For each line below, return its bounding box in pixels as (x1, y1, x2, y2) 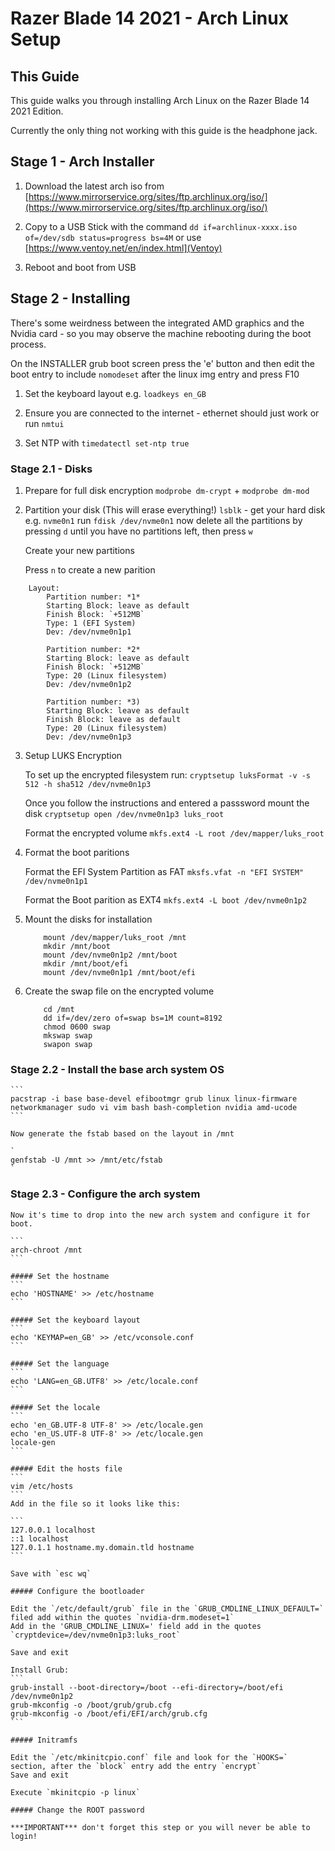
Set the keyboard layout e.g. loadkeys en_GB (24, 387, 207, 399)
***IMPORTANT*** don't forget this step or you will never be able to (10, 1822, 311, 1832)
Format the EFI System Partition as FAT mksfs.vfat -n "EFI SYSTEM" (24, 865, 305, 877)
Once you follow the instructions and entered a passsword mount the (24, 797, 310, 809)
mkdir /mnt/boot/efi (43, 958, 129, 969)
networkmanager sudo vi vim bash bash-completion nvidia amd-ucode (10, 1103, 298, 1113)
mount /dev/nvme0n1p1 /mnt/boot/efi (43, 967, 196, 977)
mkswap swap (43, 1030, 93, 1041)
